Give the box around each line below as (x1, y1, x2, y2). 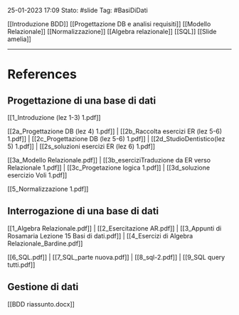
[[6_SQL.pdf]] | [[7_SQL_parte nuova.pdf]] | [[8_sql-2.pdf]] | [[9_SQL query (7, 253, 225, 261)
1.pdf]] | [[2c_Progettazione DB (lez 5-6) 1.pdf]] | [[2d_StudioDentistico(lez (7, 135, 225, 143)
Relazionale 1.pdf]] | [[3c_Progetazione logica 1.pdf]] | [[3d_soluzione (7, 163, 211, 172)
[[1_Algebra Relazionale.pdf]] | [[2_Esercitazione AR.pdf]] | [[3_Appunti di (7, 223, 222, 233)
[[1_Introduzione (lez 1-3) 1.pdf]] (7, 114, 101, 121)
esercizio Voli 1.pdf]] (7, 171, 68, 179)
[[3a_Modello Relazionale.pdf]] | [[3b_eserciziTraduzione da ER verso (7, 156, 211, 164)
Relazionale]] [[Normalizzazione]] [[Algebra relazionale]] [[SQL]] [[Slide (7, 28, 217, 35)
